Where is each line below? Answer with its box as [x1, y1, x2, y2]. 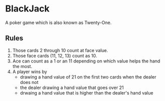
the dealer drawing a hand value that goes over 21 [20, 84, 124, 90]
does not [20, 79, 39, 85]
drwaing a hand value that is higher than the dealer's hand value [20, 89, 153, 95]
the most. [12, 63, 33, 69]
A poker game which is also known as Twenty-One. [5, 19, 112, 25]
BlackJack [5, 3, 50, 14]
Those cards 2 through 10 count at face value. [12, 47, 108, 53]
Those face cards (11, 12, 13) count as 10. [12, 52, 97, 58]
